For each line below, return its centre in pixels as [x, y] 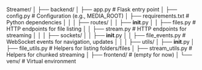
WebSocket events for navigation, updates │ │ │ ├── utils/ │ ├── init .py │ [100, 42]
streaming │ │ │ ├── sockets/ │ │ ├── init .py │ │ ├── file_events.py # [96, 35]
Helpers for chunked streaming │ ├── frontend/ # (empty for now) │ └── [99, 54]
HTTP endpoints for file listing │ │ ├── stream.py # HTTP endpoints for [96, 29]
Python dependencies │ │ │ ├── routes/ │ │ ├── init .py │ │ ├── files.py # [101, 22]
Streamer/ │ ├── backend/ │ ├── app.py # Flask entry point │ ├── [92, 9]
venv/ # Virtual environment [41, 61]
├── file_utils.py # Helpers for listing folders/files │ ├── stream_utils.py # [99, 48]
